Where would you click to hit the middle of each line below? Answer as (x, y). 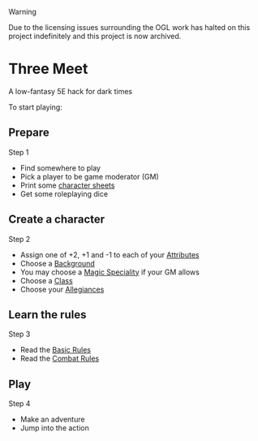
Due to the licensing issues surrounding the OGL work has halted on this (129, 27)
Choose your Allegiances (62, 289)
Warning (22, 12)
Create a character (57, 220)
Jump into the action (54, 428)
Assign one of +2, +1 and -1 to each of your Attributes (110, 254)
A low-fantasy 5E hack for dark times (70, 91)
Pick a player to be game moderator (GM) (90, 176)
